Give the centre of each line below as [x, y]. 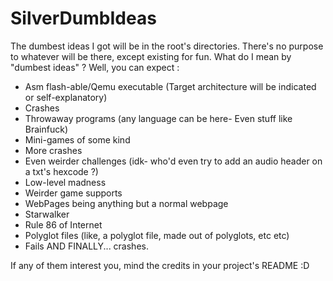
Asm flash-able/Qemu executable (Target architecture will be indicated [170, 86]
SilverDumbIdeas [83, 18]
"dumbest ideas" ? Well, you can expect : [95, 67]
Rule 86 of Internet [63, 224]
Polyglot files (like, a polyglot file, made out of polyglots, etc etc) [157, 235]
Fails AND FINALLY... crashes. [86, 246]
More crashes [53, 150]
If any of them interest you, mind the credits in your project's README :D [160, 265]
